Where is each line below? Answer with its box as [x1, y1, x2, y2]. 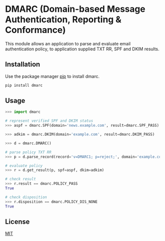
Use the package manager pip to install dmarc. [5, 73, 100, 79]
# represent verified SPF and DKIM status [5, 118, 93, 124]
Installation [5, 60, 40, 69]
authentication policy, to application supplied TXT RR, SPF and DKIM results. [5, 46, 160, 52]
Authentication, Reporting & [5, 14, 122, 25]
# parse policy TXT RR [5, 149, 52, 155]
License [5, 217, 30, 226]
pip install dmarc [5, 83, 43, 88]
